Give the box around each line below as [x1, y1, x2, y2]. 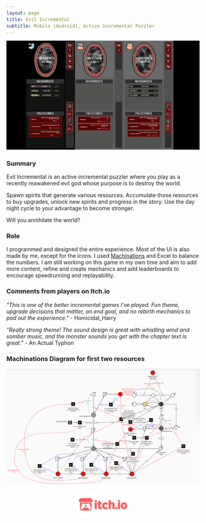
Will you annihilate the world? [6, 217, 81, 224]
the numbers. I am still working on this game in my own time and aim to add [6, 258, 197, 266]
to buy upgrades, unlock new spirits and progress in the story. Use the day [6, 198, 195, 206]
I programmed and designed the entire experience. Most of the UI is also [6, 246, 190, 253]
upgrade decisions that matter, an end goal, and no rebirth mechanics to [6, 308, 191, 315]
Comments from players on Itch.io [6, 287, 110, 296]
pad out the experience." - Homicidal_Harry [6, 314, 116, 322]
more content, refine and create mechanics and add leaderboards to [6, 265, 180, 273]
